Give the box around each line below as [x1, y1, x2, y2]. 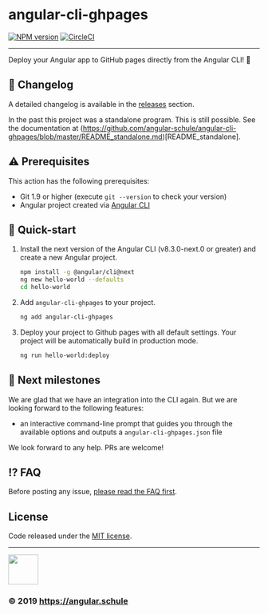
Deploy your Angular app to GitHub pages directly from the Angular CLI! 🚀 [8, 54, 251, 65]
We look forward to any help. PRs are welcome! [8, 442, 164, 452]
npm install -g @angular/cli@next [19, 268, 135, 276]
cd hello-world [19, 283, 71, 291]
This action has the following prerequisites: [8, 176, 150, 185]
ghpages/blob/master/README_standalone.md [8, 132, 163, 141]
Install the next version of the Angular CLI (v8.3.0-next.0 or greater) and [19, 244, 257, 254]
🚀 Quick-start [8, 223, 77, 236]
